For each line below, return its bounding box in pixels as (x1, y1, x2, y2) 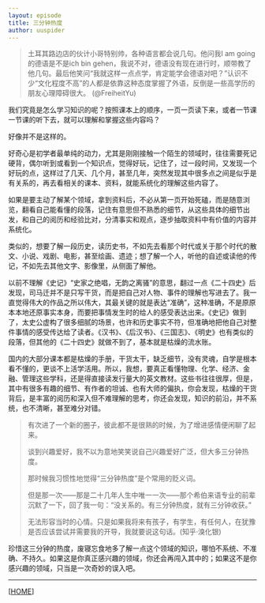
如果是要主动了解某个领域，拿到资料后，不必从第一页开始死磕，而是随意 (8, 195, 243, 205)
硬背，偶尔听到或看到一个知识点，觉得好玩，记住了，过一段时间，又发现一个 (8, 159, 257, 168)
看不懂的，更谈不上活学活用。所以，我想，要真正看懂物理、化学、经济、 (8, 364, 243, 374)
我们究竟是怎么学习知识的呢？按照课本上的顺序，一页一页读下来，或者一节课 (8, 105, 257, 115)
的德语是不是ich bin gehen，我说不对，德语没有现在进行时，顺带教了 (27, 58, 252, 68)
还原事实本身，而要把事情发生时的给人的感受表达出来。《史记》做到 (28, 307, 247, 317)
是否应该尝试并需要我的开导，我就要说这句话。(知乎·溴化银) (27, 527, 222, 537)
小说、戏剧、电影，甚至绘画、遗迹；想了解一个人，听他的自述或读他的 (21, 251, 250, 261)
